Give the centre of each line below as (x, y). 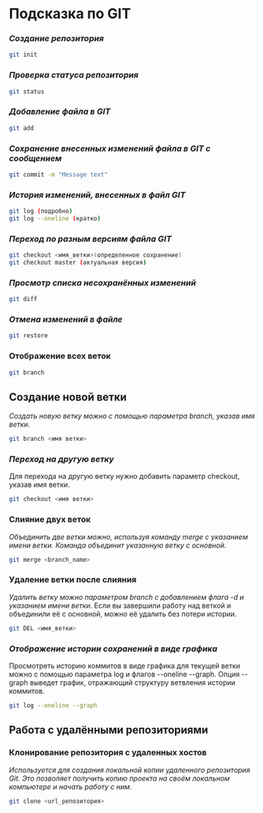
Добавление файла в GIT (60, 111)
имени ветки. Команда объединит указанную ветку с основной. (118, 545)
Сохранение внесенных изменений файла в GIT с (110, 149)
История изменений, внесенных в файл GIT (97, 194)
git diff (23, 299)
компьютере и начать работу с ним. (70, 786)
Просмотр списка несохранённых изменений (102, 283)
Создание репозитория (57, 39)
